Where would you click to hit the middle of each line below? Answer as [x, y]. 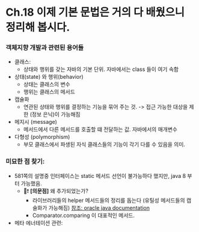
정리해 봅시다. [38, 27]
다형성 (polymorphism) [42, 137]
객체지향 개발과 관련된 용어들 [45, 47]
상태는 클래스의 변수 [47, 84]
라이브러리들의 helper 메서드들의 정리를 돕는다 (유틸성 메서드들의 [109, 200]
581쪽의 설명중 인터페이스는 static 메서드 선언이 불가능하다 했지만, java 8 [100, 176]
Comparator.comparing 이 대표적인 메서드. [84, 215]
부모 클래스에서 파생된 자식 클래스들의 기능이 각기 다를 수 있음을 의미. [104, 144]
